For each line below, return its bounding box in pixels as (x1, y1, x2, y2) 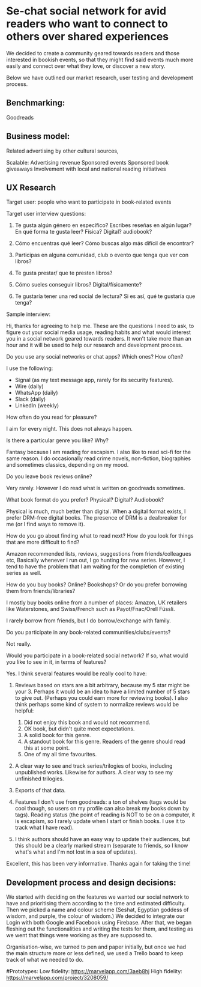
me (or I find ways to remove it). (6, 521, 85, 528)
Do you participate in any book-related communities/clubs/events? (6, 629, 171, 636)
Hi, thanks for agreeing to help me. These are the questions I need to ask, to (6, 323, 194, 330)
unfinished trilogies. (14, 775, 64, 782)
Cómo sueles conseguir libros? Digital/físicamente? (14, 281, 142, 288)
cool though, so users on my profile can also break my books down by (14, 805, 189, 812)
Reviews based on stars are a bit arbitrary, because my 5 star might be (14, 682, 190, 689)
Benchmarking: (6, 98, 65, 108)
